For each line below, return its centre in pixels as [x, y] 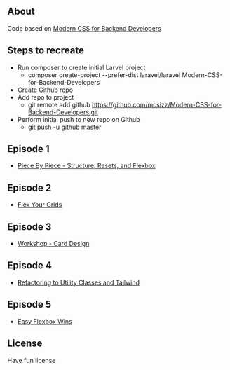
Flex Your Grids [40, 205]
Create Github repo [45, 90]
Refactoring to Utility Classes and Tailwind [79, 282]
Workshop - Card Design [53, 244]
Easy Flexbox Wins [45, 321]
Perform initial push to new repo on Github [79, 119]
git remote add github [59, 104]
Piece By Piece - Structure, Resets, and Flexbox [86, 166]
